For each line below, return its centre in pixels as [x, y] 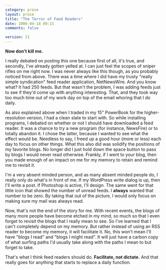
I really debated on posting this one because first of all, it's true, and [75, 61]
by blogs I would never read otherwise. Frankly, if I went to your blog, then [81, 155]
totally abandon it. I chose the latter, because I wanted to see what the [77, 134]
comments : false [22, 28]
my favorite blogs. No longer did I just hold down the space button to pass [81, 149]
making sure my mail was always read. [45, 201]
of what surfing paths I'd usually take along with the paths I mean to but [78, 242]
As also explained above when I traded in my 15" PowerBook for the [74, 112]
